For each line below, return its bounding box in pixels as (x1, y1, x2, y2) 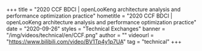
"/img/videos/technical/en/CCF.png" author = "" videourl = (6, 32, 154, 39)
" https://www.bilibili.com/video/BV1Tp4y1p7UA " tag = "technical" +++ (6, 38, 182, 45)
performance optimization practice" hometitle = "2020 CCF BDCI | (6, 12, 173, 19)
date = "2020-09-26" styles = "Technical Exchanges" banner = (6, 25, 165, 32)
